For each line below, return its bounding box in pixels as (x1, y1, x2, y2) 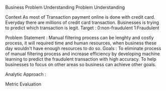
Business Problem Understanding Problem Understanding (5, 5, 125, 10)
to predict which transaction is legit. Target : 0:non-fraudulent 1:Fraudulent (5, 25, 159, 31)
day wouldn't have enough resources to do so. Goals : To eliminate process (5, 45, 161, 51)
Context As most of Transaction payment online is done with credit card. (5, 14, 155, 20)
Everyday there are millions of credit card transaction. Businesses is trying (5, 20, 159, 25)
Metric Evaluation (5, 81, 42, 87)
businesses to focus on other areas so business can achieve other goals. (5, 62, 156, 67)
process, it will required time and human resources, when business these (5, 40, 157, 46)
